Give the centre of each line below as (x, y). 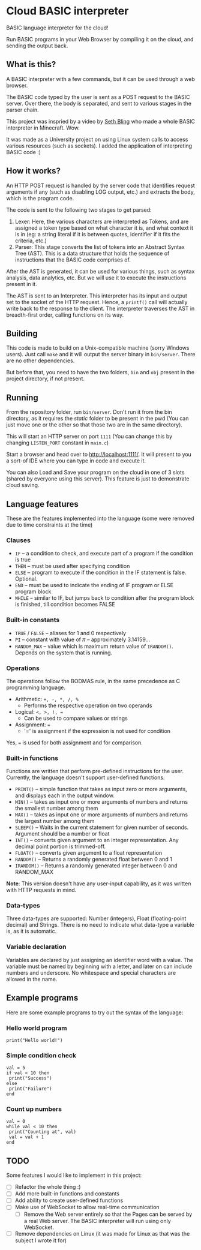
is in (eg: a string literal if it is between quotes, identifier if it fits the (97, 234)
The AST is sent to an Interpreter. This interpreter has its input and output (97, 296)
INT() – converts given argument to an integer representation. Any (97, 840)
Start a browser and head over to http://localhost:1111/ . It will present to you (99, 455)
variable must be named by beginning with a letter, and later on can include (99, 966)
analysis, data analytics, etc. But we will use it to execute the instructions (96, 278)
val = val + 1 (26, 1137)
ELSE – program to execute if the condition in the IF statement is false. (100, 573)
